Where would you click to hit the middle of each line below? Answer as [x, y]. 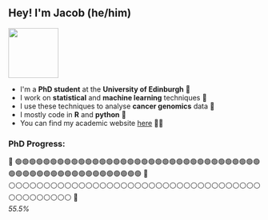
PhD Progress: [37, 143]
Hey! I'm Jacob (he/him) [70, 13]
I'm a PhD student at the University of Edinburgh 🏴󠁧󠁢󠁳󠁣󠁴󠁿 [105, 89]
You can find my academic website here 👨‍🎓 [92, 123]
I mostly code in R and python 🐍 [73, 114]
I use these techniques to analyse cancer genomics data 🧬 [117, 106]
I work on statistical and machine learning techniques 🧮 [113, 97]
